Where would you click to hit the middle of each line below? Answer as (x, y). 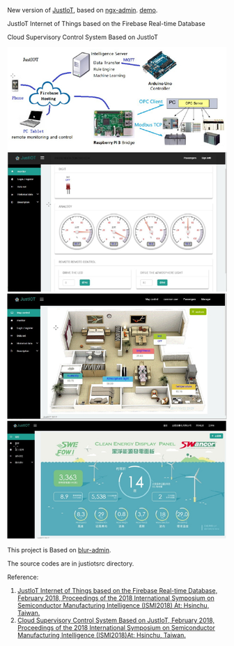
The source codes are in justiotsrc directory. (71, 564)
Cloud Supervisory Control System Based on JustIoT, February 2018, (116, 620)
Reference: (23, 577)
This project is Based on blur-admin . (59, 550)
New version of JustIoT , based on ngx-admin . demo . (83, 10)
